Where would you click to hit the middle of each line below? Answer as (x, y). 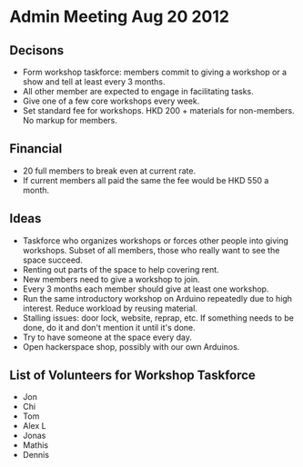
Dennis (36, 455)
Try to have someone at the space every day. (107, 337)
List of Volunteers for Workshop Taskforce (133, 376)
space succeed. (53, 260)
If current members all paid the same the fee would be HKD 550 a (146, 180)
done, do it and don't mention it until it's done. (109, 327)
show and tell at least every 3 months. (94, 82)
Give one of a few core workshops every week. (111, 101)
